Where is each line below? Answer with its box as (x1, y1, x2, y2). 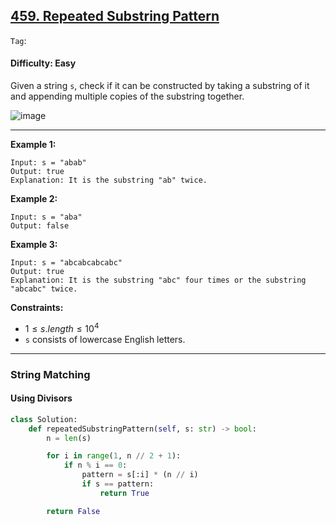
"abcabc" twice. (10, 284, 78, 294)
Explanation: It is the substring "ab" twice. (10, 175, 208, 186)
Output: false (10, 221, 70, 231)
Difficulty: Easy (10, 57, 77, 69)
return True (99, 488, 150, 498)
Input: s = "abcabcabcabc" (10, 258, 123, 268)
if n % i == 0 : (63, 460, 128, 471)
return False (46, 506, 101, 516)
